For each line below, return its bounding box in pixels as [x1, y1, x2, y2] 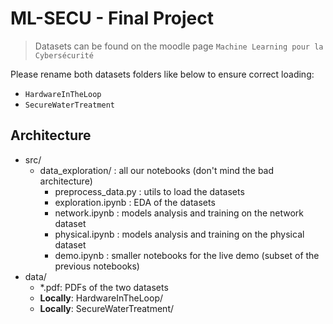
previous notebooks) [54, 260, 140, 272]
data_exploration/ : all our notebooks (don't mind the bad [39, 164, 275, 176]
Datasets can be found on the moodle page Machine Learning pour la [34, 40, 324, 52]
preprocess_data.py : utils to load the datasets [54, 185, 245, 197]
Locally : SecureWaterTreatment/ [39, 302, 175, 314]
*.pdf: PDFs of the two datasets [39, 281, 169, 293]
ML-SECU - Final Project [10, 7, 215, 30]
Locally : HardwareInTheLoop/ [39, 292, 164, 304]
